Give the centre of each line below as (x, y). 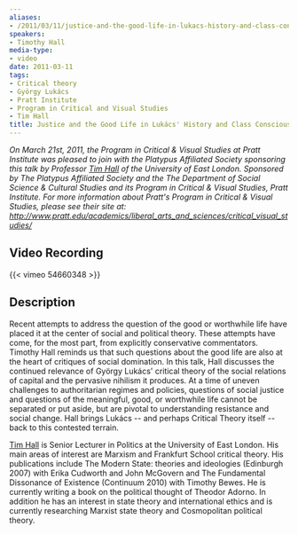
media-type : (31, 51)
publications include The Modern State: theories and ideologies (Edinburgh (146, 463)
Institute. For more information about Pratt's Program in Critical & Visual (141, 197)
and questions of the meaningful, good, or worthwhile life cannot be (133, 399)
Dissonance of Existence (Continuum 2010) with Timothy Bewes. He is (137, 482)
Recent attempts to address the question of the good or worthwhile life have (149, 324)
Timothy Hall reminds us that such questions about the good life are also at (146, 352)
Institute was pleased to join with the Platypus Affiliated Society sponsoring (147, 159)
